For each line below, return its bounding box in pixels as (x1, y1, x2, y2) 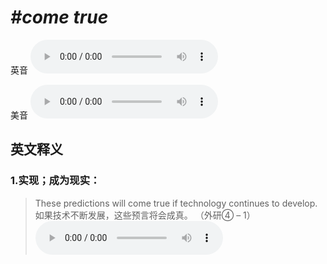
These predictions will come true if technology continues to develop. (34, 197, 318, 209)
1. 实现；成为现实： (10, 174, 101, 188)
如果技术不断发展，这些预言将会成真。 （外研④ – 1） (34, 209, 256, 221)
